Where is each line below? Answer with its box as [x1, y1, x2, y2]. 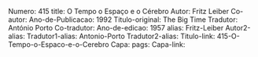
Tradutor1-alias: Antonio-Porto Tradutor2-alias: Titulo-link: [26, 31, 216, 41]
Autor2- [225, 23, 251, 32]
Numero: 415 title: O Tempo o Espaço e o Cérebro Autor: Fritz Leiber [8, 7, 230, 16]
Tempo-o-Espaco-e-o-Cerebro [8, 40, 109, 49]
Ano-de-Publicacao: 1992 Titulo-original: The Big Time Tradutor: [28, 15, 238, 24]
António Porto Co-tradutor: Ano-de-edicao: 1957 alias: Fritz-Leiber [8, 23, 224, 32]
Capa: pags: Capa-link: [110, 40, 186, 49]
